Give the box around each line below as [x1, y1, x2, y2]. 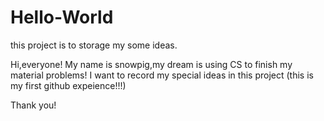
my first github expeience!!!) [10, 79, 127, 91]
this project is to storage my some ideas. [10, 39, 178, 51]
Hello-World [10, 6, 114, 29]
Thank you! [10, 99, 57, 111]
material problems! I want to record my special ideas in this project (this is [10, 69, 314, 81]
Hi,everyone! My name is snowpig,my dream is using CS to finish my [10, 58, 293, 70]
